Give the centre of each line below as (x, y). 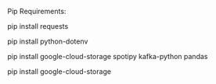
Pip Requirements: (37, 11)
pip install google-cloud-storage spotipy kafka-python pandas (108, 56)
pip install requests (38, 26)
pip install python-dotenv (48, 41)
